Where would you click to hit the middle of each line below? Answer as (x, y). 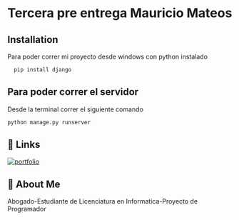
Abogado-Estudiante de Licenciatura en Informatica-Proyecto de (103, 201)
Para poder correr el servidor (73, 92)
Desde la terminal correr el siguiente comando (76, 109)
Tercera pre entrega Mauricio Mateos (120, 13)
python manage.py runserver (49, 122)
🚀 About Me (34, 184)
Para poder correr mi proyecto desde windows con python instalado (108, 56)
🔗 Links (24, 144)
